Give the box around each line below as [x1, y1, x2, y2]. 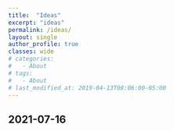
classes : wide [8, 48, 55, 55]
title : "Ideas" [8, 11, 61, 19]
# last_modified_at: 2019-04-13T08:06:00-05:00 [8, 83, 167, 92]
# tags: [8, 69, 34, 77]
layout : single [8, 33, 58, 41]
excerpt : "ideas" [8, 19, 65, 27]
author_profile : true [8, 41, 79, 48]
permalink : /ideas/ [8, 26, 72, 34]
